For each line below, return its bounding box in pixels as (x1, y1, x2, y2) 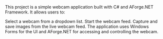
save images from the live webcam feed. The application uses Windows (5, 24, 149, 29)
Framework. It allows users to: (5, 9, 66, 15)
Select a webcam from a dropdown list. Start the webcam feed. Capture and (5, 19, 158, 24)
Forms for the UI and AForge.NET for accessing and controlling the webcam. (5, 29, 159, 34)
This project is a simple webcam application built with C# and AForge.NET (5, 4, 154, 10)
